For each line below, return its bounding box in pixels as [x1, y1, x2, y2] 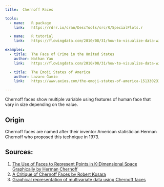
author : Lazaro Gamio [14, 74, 58, 79]
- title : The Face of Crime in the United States [9, 52, 115, 57]
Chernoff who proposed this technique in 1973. [5, 134, 100, 140]
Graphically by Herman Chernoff [12, 166, 78, 172]
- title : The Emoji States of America [9, 69, 91, 75]
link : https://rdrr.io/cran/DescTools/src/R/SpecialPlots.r [14, 25, 143, 30]
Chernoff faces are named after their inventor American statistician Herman [5, 128, 157, 134]
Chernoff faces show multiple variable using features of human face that [5, 96, 151, 103]
